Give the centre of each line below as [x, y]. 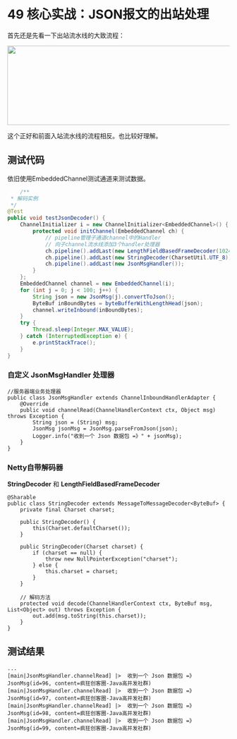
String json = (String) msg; [75, 422]
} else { [45, 566]
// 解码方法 [35, 598]
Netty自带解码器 [35, 468]
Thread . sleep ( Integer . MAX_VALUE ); [83, 330]
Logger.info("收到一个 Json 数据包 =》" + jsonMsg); [107, 436]
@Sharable [22, 498]
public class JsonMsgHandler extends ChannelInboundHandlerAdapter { [112, 398]
